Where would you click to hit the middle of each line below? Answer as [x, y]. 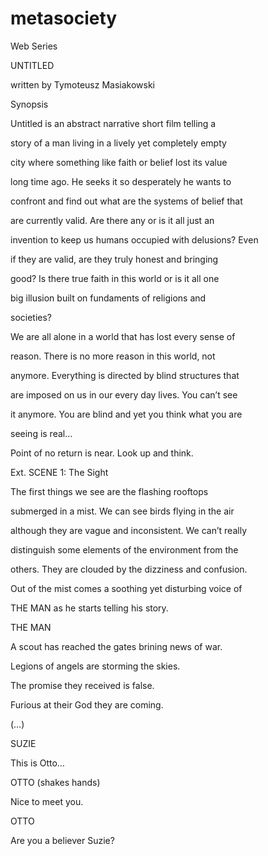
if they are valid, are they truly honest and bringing [114, 259]
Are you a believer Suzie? [62, 840]
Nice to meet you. [47, 801]
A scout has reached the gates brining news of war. [116, 646]
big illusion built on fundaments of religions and [108, 298]
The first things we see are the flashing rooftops [109, 491]
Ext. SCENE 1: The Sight [59, 472]
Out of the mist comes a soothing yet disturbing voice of [126, 588]
